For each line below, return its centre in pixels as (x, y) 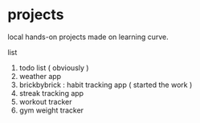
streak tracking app (51, 93)
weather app (40, 76)
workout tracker (45, 101)
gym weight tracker (51, 110)
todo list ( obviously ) (54, 67)
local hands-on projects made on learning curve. (88, 37)
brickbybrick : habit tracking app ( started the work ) (106, 85)
